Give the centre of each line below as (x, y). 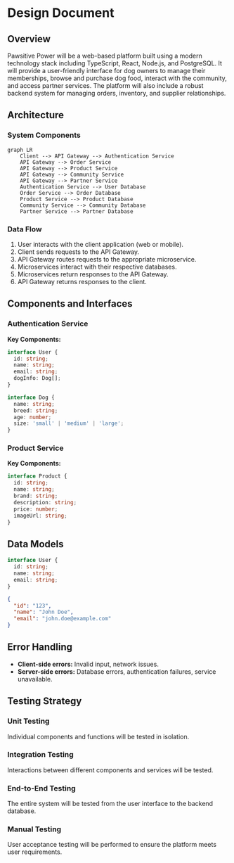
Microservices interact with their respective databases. (97, 267)
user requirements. (35, 852)
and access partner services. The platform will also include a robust (105, 85)
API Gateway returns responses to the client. (82, 281)
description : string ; (45, 502)
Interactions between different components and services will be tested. (110, 770)
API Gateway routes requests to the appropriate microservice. (107, 259)
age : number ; (33, 417)
